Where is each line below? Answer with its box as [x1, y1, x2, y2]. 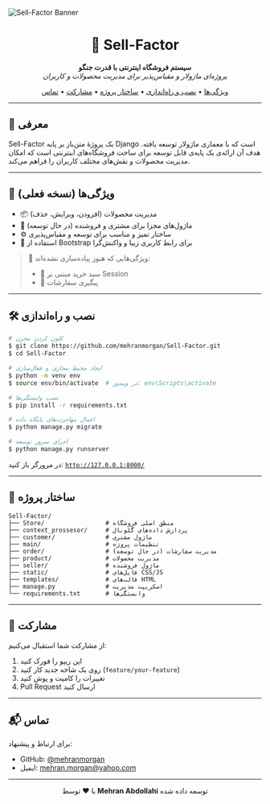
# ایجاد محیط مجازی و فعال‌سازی [8, 364, 102, 372]
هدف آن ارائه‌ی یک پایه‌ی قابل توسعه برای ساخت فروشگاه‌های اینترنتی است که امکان [8, 147, 261, 157]
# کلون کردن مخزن [8, 334, 63, 342]
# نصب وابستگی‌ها [8, 393, 59, 402]
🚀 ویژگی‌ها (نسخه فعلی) [8, 187, 115, 201]
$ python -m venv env [8, 371, 81, 379]
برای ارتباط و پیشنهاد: [8, 739, 72, 748]
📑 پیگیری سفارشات [39, 277, 99, 287]
